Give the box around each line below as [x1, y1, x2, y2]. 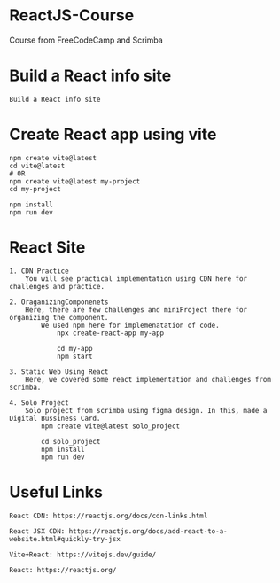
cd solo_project [41, 437, 101, 446]
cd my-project [9, 184, 62, 193]
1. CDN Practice [9, 267, 69, 276]
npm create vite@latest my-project [9, 176, 141, 186]
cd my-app [56, 344, 93, 353]
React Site [9, 237, 86, 257]
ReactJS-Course [9, 5, 135, 26]
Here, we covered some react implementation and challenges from [25, 375, 272, 384]
